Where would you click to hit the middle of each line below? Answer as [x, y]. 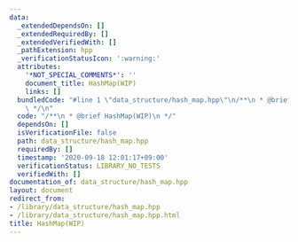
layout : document [41, 191]
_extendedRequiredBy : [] [63, 34]
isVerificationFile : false [67, 133]
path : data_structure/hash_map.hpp [83, 141]
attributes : [39, 67]
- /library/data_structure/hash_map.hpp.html [94, 215]
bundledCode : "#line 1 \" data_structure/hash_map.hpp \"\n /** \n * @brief [154, 100]
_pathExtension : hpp [55, 51]
